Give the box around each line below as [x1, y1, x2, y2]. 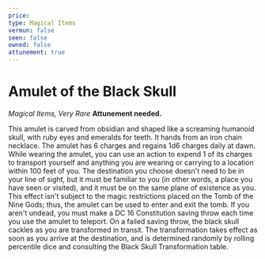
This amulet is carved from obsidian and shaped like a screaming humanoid [8, 124, 255, 133]
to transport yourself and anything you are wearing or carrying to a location [8, 158, 255, 167]
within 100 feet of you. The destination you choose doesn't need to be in [8, 166, 244, 175]
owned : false [8, 41, 51, 49]
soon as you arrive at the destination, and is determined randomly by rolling [8, 233, 255, 242]
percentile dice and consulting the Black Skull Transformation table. [8, 242, 229, 251]
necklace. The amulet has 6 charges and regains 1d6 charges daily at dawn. [8, 140, 256, 150]
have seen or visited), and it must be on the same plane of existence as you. [8, 183, 256, 192]
